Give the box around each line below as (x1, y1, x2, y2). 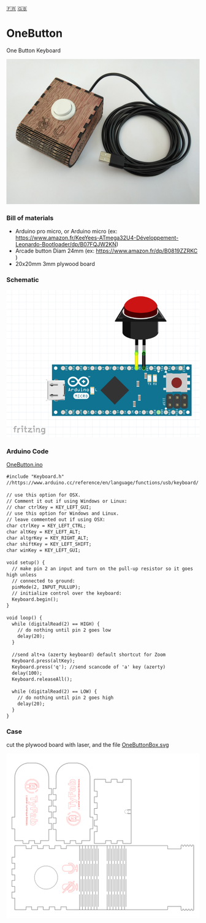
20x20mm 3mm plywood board (15, 260, 95, 268)
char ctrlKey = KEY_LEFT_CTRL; (6, 523, 86, 529)
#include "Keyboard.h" (6, 473, 64, 480)
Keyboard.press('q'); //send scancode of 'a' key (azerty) (12, 664, 166, 671)
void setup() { (6, 559, 45, 566)
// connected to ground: (12, 578, 75, 585)
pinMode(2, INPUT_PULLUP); (12, 584, 81, 591)
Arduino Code (6, 447, 49, 456)
